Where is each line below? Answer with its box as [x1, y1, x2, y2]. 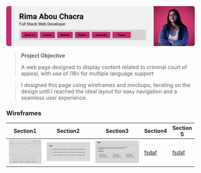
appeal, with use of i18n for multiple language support [20, 70, 154, 77]
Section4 [144, 128, 167, 135]
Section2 [56, 128, 80, 135]
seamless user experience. [20, 94, 88, 101]
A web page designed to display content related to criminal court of [20, 63, 187, 70]
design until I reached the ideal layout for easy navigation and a [20, 88, 178, 95]
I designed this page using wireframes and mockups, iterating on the [20, 81, 191, 88]
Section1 [13, 128, 37, 135]
